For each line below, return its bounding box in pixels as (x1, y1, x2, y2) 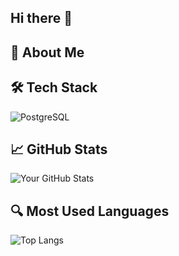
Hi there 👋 (10, 10, 73, 27)
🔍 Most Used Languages (10, 202, 170, 220)
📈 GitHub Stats (10, 141, 108, 158)
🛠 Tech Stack (10, 79, 98, 96)
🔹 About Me (10, 44, 85, 61)
